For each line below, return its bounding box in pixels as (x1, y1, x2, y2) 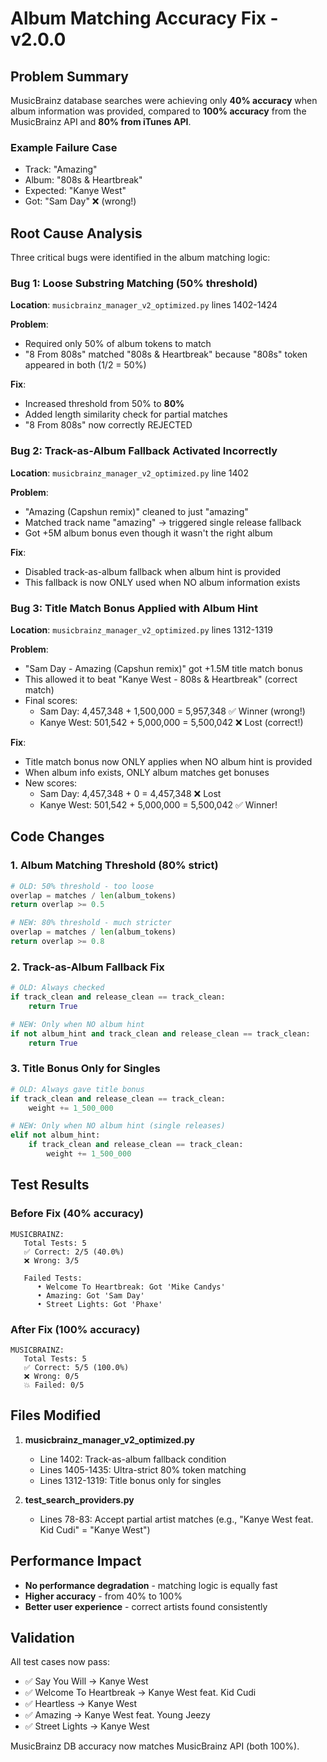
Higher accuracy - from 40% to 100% (24, 1590, 183, 1602)
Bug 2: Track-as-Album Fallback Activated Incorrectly (10, 444, 278, 458)
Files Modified (10, 1407, 102, 1424)
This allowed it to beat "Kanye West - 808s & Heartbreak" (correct (24, 673, 298, 685)
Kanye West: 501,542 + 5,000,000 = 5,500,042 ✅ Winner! (39, 799, 278, 811)
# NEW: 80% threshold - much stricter (10, 918, 172, 928)
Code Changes (10, 828, 105, 846)
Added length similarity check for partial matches (24, 408, 228, 421)
